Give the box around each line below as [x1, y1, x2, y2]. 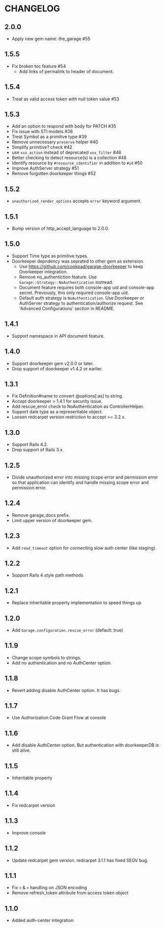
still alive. [11, 748, 31, 753]
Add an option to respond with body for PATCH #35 [11, 123, 117, 129]
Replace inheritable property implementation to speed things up [11, 600, 141, 606]
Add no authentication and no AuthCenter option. [11, 660, 112, 665]
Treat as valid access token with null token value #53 [11, 96, 119, 102]
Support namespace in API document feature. [11, 333, 105, 339]
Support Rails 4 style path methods [11, 572, 84, 578]
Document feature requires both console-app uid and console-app [19, 284, 155, 290]
